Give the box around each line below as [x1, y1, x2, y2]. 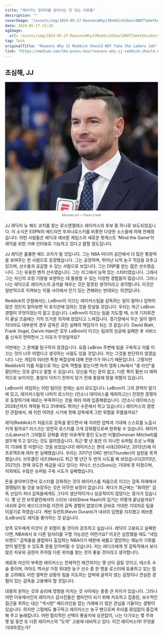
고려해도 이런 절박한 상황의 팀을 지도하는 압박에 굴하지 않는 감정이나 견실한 [10, 571, 151, 577]
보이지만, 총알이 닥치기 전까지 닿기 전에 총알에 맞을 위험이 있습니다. [17, 374, 145, 380]
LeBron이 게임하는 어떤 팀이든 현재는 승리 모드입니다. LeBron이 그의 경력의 [5, 385, 147, 391]
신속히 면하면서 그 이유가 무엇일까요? [10, 334, 80, 340]
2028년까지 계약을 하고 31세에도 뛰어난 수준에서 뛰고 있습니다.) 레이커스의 [5, 403, 146, 409]
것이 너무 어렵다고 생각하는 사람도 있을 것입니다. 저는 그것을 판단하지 [14, 350, 144, 356]
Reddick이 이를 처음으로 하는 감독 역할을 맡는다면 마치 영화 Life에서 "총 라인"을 [5, 362, 155, 368]
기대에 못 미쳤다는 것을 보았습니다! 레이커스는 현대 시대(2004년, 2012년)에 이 [10, 444, 157, 450]
